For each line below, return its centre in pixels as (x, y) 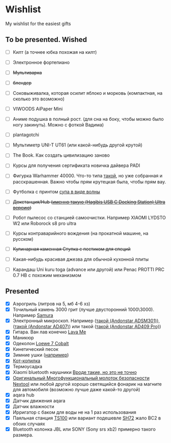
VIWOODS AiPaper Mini (38, 109)
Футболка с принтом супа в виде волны (56, 192)
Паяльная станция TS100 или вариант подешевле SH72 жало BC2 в (87, 418)
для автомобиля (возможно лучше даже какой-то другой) (77, 389)
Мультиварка (27, 72)
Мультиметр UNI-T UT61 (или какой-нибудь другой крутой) (78, 145)
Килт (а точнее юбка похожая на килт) (55, 52)
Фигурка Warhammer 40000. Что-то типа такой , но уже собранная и (88, 176)
